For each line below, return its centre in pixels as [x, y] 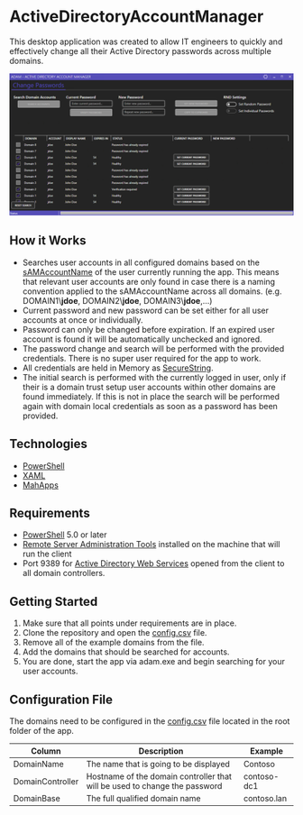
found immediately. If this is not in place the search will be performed [151, 396]
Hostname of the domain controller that [159, 776]
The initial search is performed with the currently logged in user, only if [154, 377]
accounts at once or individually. [83, 320]
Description [161, 751]
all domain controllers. [64, 573]
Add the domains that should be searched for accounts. [126, 652]
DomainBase [37, 799]
